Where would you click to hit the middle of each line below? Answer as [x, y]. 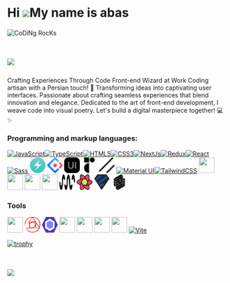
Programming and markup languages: [72, 138]
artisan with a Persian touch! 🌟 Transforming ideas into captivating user [109, 88]
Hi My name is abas [68, 13]
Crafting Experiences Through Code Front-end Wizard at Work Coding [108, 80]
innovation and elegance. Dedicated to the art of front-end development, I [113, 102]
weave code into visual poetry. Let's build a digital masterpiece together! [111, 110]
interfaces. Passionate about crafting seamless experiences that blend [108, 95]
